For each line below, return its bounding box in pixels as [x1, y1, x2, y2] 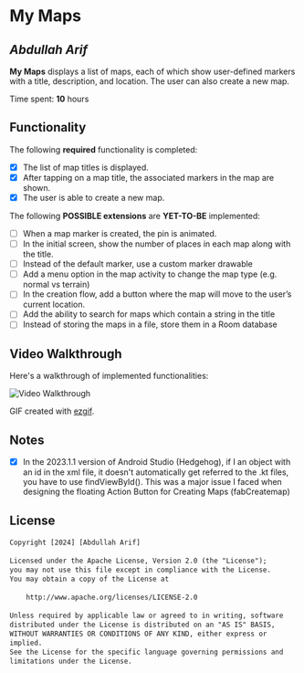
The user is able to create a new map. [22, 192, 165, 203]
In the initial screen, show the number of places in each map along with [22, 238, 291, 249]
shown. [22, 182, 51, 193]
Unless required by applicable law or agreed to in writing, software [9, 611, 284, 620]
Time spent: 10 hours [9, 93, 89, 104]
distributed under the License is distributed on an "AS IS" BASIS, [9, 620, 276, 629]
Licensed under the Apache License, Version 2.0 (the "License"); [9, 556, 267, 565]
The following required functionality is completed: [9, 143, 198, 155]
